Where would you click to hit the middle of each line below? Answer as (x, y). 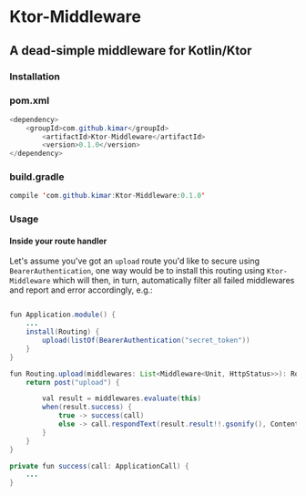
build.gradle (37, 177)
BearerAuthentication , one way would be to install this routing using (138, 271)
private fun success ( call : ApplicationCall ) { (99, 466)
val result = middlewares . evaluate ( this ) (122, 398)
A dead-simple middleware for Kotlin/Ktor (131, 51)
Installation (35, 77)
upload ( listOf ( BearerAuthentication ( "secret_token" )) (146, 341)
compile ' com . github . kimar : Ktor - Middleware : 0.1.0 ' (107, 196)
